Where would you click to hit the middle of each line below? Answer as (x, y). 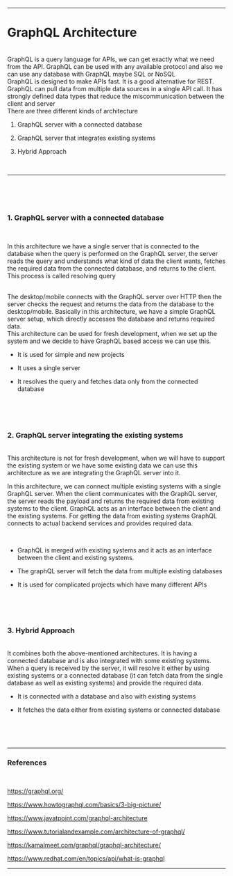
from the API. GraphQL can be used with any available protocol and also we (115, 66)
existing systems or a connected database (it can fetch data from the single (115, 675)
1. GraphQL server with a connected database (86, 218)
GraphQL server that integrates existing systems (86, 138)
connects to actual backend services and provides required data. (100, 523)
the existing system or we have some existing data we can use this (102, 465)
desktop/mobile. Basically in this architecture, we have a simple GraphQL (112, 312)
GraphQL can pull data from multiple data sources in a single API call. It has (115, 88)
